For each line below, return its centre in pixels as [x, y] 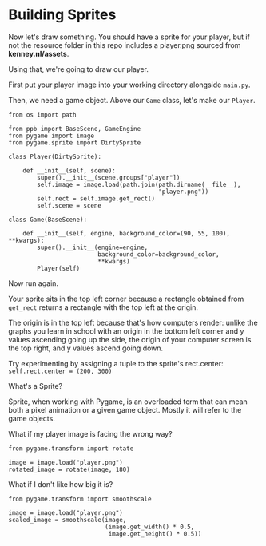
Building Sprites [62, 15]
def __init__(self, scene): [69, 170]
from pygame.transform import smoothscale [80, 499]
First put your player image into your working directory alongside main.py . [129, 85]
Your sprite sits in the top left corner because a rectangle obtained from [126, 299]
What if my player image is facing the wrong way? [91, 433]
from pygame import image [51, 136]
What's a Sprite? [35, 386]
